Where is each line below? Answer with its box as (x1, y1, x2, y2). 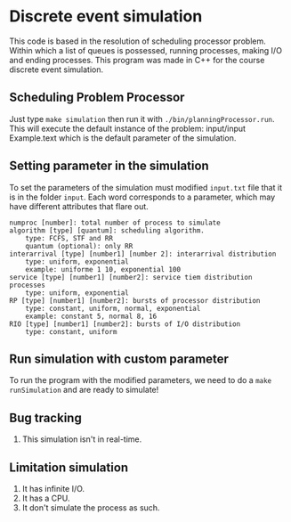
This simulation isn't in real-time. (21, 434, 142, 445)
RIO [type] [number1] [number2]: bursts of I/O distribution (9, 319, 241, 329)
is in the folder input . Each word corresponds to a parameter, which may (9, 192, 276, 202)
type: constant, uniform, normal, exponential (25, 304, 201, 313)
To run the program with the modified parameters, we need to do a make (9, 375, 272, 386)
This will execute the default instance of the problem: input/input (9, 123, 247, 134)
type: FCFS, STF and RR (25, 233, 114, 242)
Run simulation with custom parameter (9, 351, 230, 366)
